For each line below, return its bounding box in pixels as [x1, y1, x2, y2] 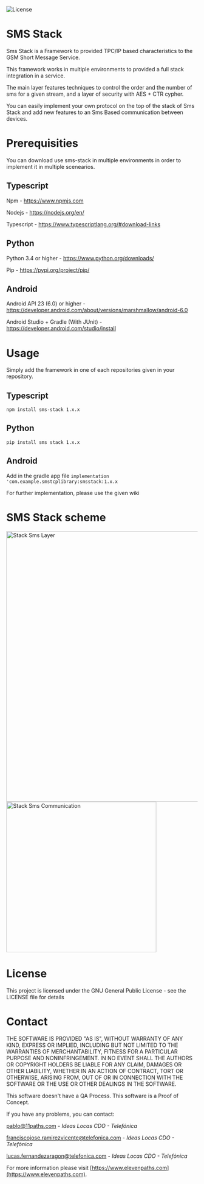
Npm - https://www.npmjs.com [6, 197, 84, 204]
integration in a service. [6, 72, 66, 79]
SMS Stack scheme [6, 510, 106, 524]
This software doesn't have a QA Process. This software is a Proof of [6, 1092, 179, 1099]
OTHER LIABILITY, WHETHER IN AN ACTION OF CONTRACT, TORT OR [6, 1067, 183, 1074]
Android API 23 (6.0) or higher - [6, 300, 86, 307]
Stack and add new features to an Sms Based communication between [6, 109, 183, 116]
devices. [6, 115, 28, 122]
